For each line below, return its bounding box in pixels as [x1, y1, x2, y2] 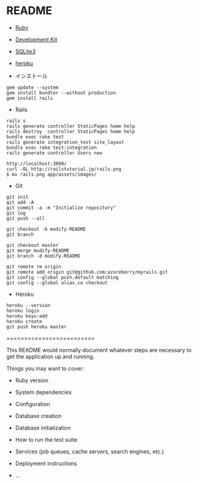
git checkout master [6, 242, 59, 248]
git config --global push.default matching [6, 274, 119, 281]
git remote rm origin [6, 263, 62, 270]
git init [6, 194, 29, 200]
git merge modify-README [6, 248, 70, 254]
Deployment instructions [15, 459, 78, 467]
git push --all [6, 215, 45, 221]
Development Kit [15, 36, 57, 43]
